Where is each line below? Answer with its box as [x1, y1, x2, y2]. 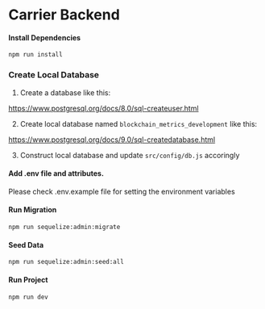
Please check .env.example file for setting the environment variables [8, 186, 235, 196]
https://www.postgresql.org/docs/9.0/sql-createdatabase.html [8, 135, 216, 144]
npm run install [8, 51, 63, 59]
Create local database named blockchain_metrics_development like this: [19, 119, 258, 128]
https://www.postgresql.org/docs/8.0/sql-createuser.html [8, 103, 199, 113]
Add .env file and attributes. [8, 169, 105, 178]
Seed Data [8, 240, 44, 249]
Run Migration [8, 205, 57, 215]
